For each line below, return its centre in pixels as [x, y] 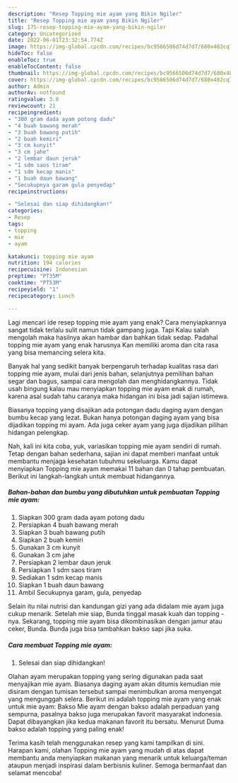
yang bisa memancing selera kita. [57, 352]
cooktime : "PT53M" [35, 283]
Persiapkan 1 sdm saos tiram [60, 570]
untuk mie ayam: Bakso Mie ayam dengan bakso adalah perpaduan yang [114, 707]
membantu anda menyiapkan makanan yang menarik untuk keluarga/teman [118, 758]
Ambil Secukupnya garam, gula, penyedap [80, 593]
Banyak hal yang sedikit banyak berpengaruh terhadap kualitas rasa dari [113, 366]
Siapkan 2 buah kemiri [50, 540]
